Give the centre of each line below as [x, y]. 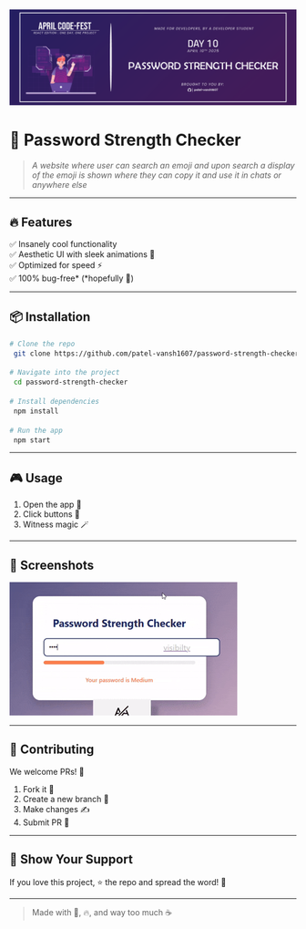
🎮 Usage [36, 478]
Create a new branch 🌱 [66, 799]
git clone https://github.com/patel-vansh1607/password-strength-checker [156, 353]
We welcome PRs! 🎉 [47, 771]
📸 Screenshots [52, 565]
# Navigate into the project [65, 373]
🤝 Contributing [52, 750]
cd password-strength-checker [71, 382]
